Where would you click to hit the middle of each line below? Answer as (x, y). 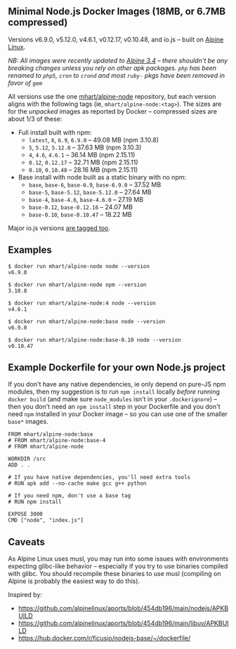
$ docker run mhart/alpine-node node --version (79, 266)
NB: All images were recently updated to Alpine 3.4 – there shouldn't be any (118, 60)
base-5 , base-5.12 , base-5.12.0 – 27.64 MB (90, 192)
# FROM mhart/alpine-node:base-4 (57, 441)
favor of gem (25, 83)
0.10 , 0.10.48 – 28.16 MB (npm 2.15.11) (83, 169)
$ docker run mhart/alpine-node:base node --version (87, 321)
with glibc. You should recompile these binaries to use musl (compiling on (114, 574)
